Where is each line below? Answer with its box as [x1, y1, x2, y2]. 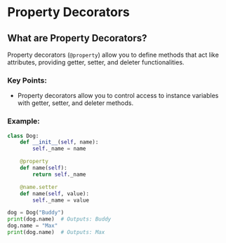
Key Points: [7, 75, 47, 85]
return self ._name [32, 171, 86, 178]
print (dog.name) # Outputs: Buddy [7, 216, 112, 223]
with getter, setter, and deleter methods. [17, 99, 134, 107]
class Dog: [7, 132, 39, 139]
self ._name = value [32, 197, 90, 204]
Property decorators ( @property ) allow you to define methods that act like [7, 50, 219, 59]
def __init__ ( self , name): [20, 139, 99, 146]
